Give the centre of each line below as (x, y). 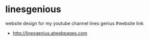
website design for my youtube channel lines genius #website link (74, 23)
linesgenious (33, 9)
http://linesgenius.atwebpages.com (50, 33)
